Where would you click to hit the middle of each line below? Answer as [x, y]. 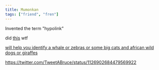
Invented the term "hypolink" [34, 28]
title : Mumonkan [22, 10]
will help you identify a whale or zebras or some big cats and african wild [80, 47]
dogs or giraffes [22, 53]
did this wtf [17, 38]
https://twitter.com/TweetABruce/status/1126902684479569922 [71, 62]
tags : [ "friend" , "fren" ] [32, 14]
